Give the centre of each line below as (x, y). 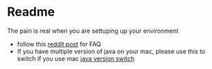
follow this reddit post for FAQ (59, 44)
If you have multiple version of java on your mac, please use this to (111, 51)
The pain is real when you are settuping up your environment (93, 31)
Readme (31, 12)
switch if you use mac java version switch (76, 58)
